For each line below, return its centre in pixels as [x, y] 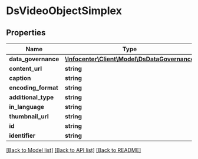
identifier [22, 135]
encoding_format [34, 88]
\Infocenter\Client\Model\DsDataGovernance [129, 59]
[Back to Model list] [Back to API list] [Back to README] [74, 150]
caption [20, 78]
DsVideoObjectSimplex [64, 11]
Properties [26, 33]
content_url [26, 69]
